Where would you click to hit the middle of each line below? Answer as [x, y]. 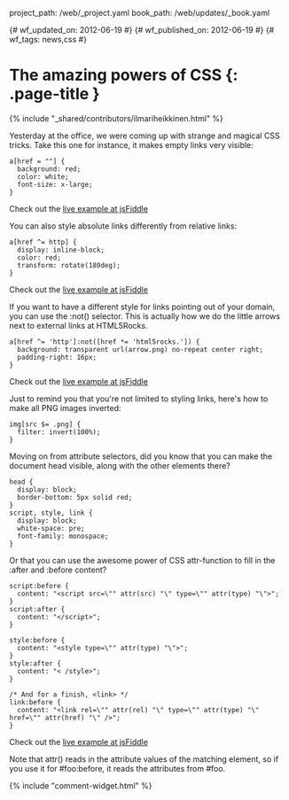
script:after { [37, 609]
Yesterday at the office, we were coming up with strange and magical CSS [145, 136]
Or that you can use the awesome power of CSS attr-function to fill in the [142, 560]
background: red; [49, 169]
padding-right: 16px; [57, 357]
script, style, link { [51, 513]
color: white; [43, 176]
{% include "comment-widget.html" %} [81, 785]
